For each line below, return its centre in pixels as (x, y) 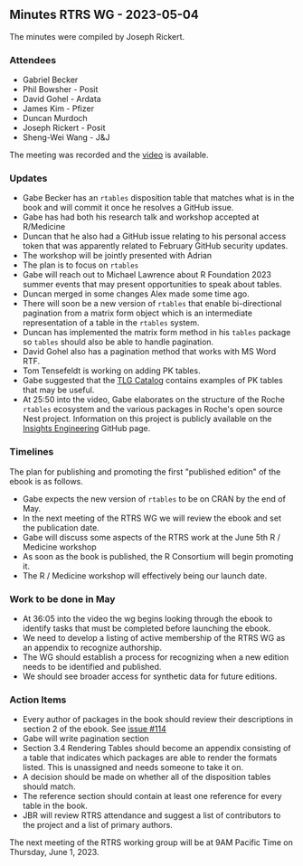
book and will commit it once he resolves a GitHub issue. (128, 208)
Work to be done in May (62, 598)
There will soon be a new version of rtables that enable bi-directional (152, 304)
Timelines (32, 452)
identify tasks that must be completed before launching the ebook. (147, 628)
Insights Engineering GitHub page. (86, 428)
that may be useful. (58, 390)
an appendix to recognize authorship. (92, 647)
